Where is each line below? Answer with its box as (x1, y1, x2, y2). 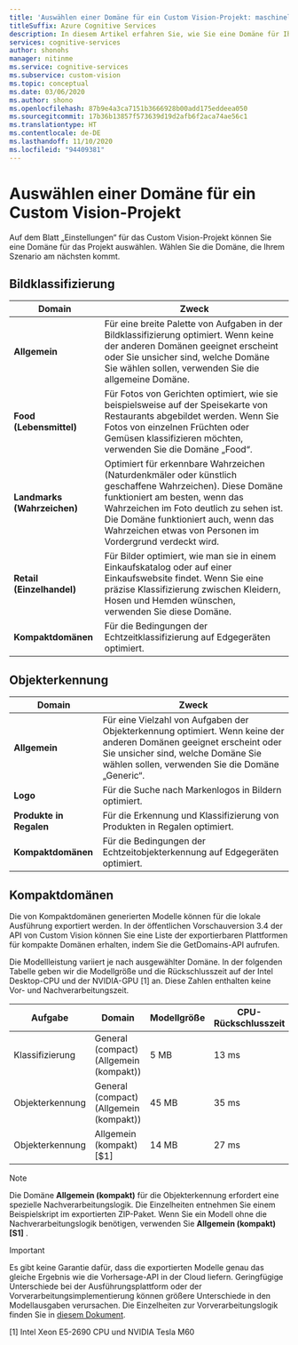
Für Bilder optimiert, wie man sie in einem (104, 550, 277, 563)
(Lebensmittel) (13, 421, 77, 434)
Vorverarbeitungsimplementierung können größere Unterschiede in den (9, 1291, 271, 1301)
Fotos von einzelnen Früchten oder (104, 421, 250, 434)
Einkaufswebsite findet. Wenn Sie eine (104, 572, 264, 585)
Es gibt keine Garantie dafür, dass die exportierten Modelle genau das (9, 1262, 264, 1272)
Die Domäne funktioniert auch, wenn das (104, 513, 275, 525)
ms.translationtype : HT (9, 121, 98, 130)
